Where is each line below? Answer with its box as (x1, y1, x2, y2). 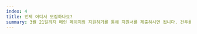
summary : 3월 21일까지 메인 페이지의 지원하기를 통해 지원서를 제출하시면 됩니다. (6, 19, 178, 25)
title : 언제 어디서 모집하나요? (6, 14, 73, 20)
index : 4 (6, 8, 28, 14)
